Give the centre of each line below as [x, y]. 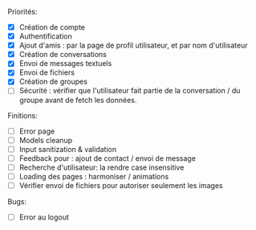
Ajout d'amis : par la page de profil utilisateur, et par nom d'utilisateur [133, 45]
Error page [37, 131]
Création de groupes [53, 82]
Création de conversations [63, 55]
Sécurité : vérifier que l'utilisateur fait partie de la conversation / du [130, 91]
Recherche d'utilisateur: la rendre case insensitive [102, 167]
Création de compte [52, 27]
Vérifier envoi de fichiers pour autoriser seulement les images [121, 185]
